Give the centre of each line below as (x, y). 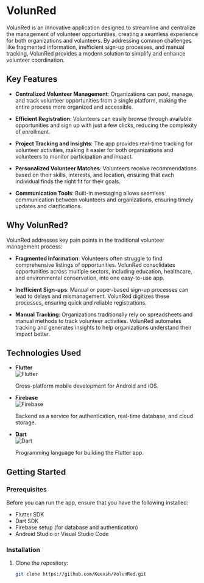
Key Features (32, 79)
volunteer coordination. (36, 60)
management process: (34, 246)
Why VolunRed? (37, 226)
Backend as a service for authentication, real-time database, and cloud (104, 416)
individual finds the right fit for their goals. (68, 181)
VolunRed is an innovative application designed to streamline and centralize (101, 27)
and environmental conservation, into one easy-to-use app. (90, 278)
